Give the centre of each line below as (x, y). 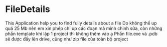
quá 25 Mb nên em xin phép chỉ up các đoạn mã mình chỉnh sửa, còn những (84, 28)
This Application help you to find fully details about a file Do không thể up (81, 23)
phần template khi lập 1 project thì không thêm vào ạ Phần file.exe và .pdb (81, 33)
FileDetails (28, 9)
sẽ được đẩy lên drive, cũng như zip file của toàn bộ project (67, 39)
